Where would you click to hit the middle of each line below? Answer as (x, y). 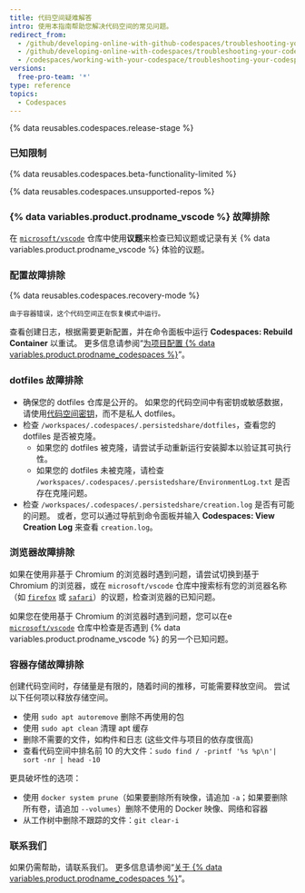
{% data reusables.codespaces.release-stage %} (102, 128)
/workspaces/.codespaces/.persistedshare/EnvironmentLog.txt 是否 (163, 481)
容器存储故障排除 (47, 664)
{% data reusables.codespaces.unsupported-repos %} (112, 191)
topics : (24, 94)
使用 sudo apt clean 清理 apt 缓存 (85, 729)
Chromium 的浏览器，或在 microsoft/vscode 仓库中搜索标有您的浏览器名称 (148, 585)
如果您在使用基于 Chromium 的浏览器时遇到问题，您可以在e (121, 616)
